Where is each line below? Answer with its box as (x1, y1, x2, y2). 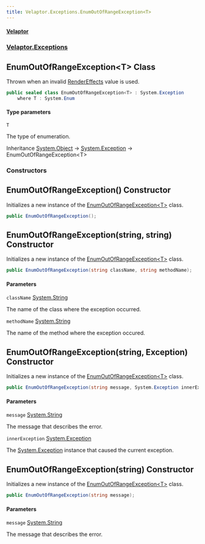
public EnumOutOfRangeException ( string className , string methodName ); (6, 267, 192, 274)
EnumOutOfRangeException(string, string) (6, 230, 172, 240)
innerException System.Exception (6, 435, 92, 442)
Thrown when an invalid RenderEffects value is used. (6, 77, 140, 85)
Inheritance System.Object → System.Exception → (6, 144, 133, 152)
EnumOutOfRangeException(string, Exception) (6, 347, 188, 357)
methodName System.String (6, 317, 71, 325)
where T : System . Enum (17, 95, 75, 101)
